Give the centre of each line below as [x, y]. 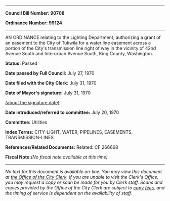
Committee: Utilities [26, 122]
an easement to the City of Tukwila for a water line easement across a [78, 43]
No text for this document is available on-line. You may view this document [83, 172]
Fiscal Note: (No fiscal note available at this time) [56, 157]
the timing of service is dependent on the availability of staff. [69, 193]
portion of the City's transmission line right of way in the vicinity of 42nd [81, 48]
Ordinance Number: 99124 [34, 23]
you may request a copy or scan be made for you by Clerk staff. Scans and [84, 182]
